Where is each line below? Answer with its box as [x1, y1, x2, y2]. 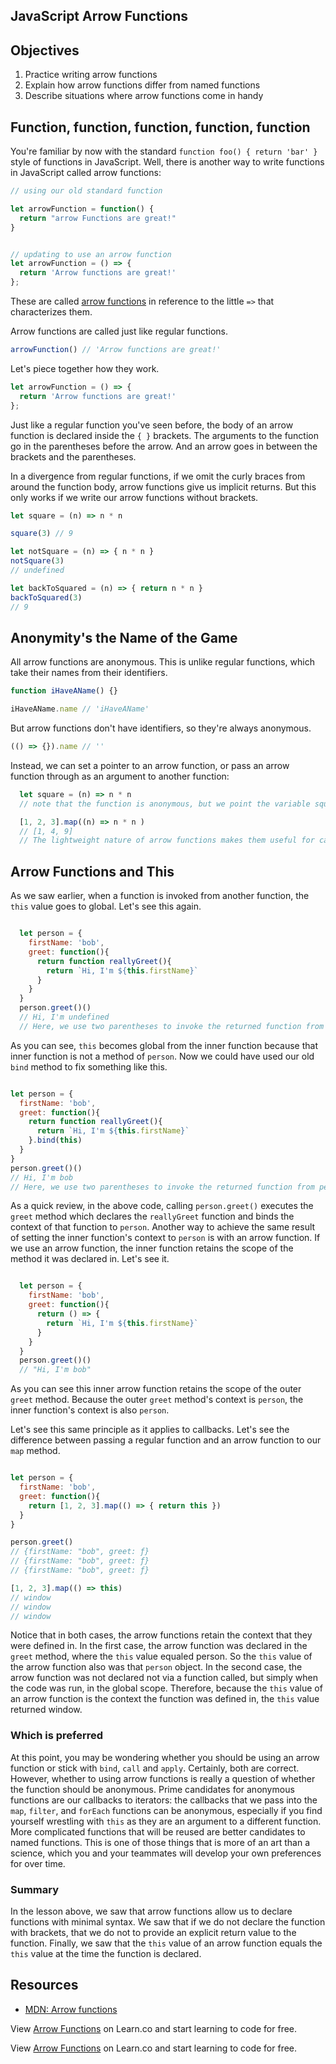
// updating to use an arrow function [10, 249, 172, 259]
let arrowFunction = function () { [10, 204, 155, 214]
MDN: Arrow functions [24, 2003, 118, 2015]
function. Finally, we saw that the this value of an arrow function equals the [10, 1937, 323, 1949]
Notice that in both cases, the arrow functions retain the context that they [10, 1629, 313, 1641]
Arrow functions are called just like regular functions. [10, 325, 229, 338]
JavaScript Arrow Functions [10, 8, 189, 25]
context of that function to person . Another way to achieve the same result [10, 1221, 316, 1233]
